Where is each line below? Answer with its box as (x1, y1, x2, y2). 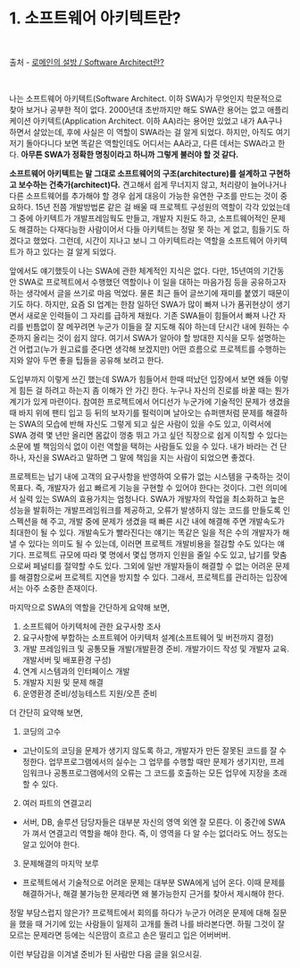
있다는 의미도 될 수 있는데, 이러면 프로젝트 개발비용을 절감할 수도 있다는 (28, 538, 276, 548)
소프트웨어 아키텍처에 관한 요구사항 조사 (21, 621, 162, 632)
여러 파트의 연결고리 (21, 797, 92, 808)
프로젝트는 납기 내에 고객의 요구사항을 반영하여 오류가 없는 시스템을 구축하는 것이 (9, 471, 291, 481)
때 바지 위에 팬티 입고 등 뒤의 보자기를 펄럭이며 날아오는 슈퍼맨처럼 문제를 (9, 407, 264, 418)
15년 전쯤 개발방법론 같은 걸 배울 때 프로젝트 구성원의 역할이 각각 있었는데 (35, 201, 291, 212)
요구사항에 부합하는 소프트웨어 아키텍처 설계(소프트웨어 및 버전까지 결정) (21, 632, 274, 642)
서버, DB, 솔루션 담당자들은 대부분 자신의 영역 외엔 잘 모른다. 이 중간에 (21, 816, 266, 828)
